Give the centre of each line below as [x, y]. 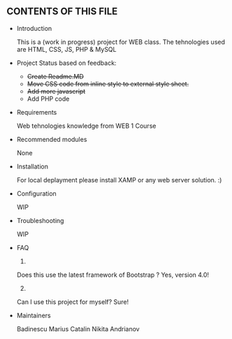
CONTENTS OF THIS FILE [62, 12]
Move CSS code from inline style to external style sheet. [108, 84]
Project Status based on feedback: [66, 63]
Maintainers [34, 315]
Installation [32, 166]
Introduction [34, 28]
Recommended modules [52, 139]
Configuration [36, 193]
